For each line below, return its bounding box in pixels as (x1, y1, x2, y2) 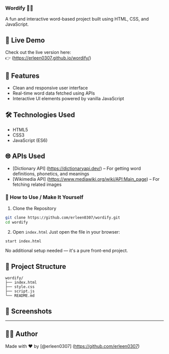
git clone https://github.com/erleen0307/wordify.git (5, 215, 121, 220)
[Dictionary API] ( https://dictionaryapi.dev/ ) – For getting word (12, 165, 141, 171)
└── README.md (5, 293, 35, 299)
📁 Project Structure (5, 262, 66, 271)
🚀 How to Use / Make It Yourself (5, 194, 84, 201)
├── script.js (5, 289, 35, 294)
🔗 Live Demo (5, 36, 45, 44)
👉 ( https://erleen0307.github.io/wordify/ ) (5, 55, 92, 61)
